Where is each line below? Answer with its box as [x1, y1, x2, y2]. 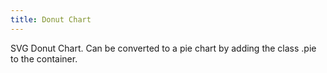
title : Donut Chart [10, 14, 92, 25]
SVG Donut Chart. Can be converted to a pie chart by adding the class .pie [10, 42, 317, 54]
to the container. [10, 52, 78, 65]
